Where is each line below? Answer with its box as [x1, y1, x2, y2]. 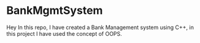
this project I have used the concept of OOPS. [6, 30, 123, 37]
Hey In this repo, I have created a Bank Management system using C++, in [6, 24, 194, 31]
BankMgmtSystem [6, 4, 103, 18]
